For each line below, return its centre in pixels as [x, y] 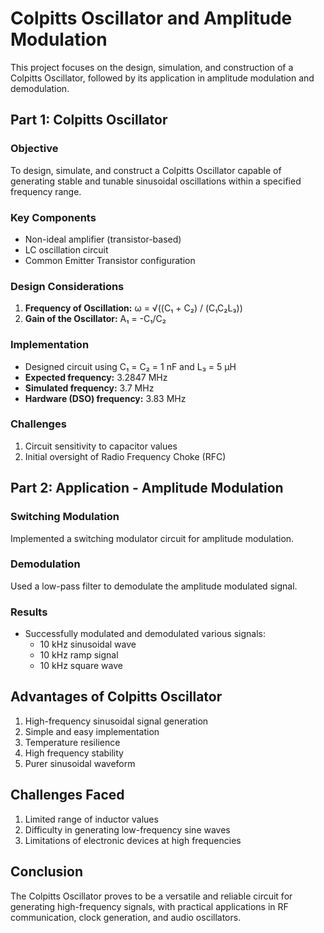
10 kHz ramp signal [79, 655]
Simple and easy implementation [92, 731]
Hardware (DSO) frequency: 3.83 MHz [105, 398]
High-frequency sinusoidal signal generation [116, 721]
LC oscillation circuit [66, 249]
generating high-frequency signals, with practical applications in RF [149, 906]
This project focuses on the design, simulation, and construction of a [152, 67]
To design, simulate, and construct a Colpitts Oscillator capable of [146, 170]
